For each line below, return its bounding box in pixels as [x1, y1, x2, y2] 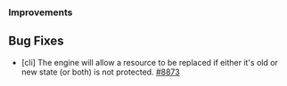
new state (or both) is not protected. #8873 [20, 66, 180, 77]
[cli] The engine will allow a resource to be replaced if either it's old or [20, 57, 278, 67]
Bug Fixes [8, 34, 64, 49]
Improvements [8, 6, 73, 19]
